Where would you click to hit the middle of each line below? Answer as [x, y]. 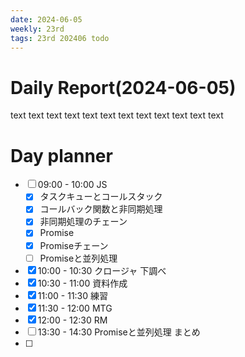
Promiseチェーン [74, 245]
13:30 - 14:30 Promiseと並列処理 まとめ [119, 332]
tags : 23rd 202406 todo [60, 38]
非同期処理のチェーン [83, 222]
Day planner [61, 155]
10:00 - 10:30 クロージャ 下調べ [102, 270]
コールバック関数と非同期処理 [101, 209]
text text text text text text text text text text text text [117, 115]
